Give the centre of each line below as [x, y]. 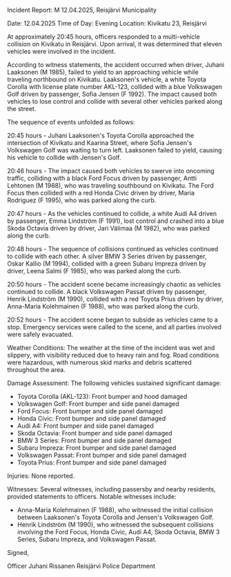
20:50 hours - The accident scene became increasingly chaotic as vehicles [114, 284]
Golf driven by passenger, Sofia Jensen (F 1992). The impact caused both [112, 94]
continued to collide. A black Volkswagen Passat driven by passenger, [107, 292]
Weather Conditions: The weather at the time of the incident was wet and [111, 348]
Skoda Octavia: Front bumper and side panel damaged [94, 433]
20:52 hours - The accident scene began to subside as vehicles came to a [113, 320]
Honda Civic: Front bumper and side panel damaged [91, 418]
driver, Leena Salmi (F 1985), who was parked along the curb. [94, 271]
